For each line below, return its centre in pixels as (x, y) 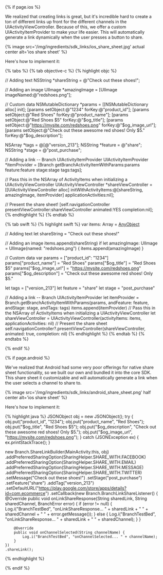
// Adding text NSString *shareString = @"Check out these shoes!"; (72, 80)
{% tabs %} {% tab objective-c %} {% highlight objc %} (61, 71)
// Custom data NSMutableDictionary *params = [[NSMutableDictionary (77, 104)
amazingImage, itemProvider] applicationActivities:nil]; (60, 195)
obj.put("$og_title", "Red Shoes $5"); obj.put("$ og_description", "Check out (81, 427)
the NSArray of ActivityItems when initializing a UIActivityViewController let (80, 313)
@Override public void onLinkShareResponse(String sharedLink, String (76, 498)
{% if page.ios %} (23, 7)
